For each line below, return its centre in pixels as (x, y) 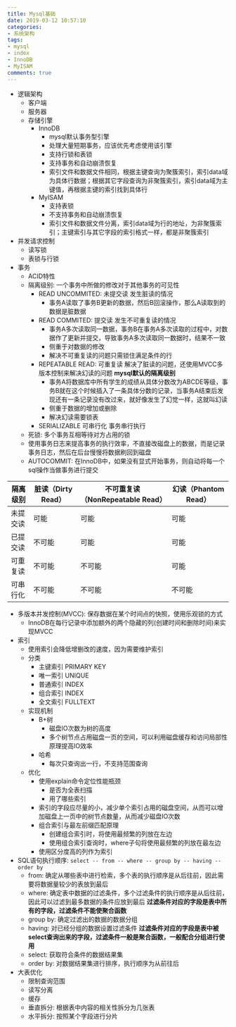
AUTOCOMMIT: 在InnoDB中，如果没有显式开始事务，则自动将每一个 (126, 461)
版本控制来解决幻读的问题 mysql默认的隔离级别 (107, 373)
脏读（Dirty (53, 489)
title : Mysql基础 (32, 14)
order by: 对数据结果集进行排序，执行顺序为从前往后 (104, 963)
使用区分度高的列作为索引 (76, 851)
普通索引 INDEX (61, 684)
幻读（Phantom (198, 489)
